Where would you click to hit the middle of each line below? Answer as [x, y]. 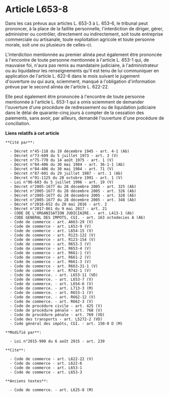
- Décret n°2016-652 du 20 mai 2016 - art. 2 [59, 204]
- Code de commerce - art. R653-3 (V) [51, 244]
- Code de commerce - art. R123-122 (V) [53, 235]
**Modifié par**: [23, 332]
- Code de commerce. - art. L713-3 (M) [52, 288]
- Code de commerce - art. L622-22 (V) [52, 359]
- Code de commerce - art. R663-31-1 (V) [54, 266]
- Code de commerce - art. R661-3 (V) [51, 262]
